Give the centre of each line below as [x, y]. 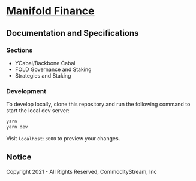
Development [26, 91]
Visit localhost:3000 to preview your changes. [63, 138]
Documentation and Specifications [73, 33]
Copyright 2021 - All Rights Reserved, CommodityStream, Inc [82, 171]
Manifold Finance [50, 11]
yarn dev [17, 127]
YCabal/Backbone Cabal [45, 63]
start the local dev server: [38, 111]
